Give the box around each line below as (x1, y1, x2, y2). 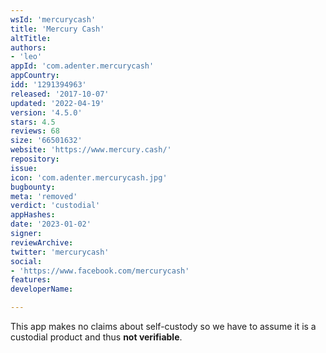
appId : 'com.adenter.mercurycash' (10, 61, 155, 71)
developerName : (10, 284, 74, 295)
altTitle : (10, 33, 52, 43)
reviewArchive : (10, 237, 74, 248)
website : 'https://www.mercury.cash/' (10, 145, 172, 155)
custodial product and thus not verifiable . (10, 331, 183, 343)
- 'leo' (10, 52, 43, 62)
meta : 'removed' (10, 191, 78, 201)
